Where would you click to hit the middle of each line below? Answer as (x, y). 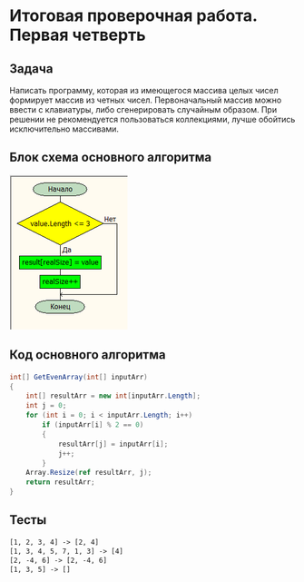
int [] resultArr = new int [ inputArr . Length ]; (113, 396)
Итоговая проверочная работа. (133, 16)
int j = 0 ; (46, 406)
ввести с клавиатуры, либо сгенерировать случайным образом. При (143, 109)
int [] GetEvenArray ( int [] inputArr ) (78, 377)
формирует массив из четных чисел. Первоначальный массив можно (146, 100)
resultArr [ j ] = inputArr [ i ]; (113, 444)
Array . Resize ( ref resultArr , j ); (89, 473)
